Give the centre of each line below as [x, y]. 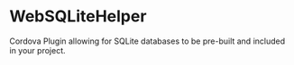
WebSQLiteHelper [78, 16]
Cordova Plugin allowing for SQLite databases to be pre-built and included [147, 41]
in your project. [37, 50]
